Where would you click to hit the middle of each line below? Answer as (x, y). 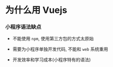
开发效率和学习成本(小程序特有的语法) (52, 60)
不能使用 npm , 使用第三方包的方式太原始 (53, 39)
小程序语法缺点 (23, 27)
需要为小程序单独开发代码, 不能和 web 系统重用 (60, 49)
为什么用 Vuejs (36, 10)
